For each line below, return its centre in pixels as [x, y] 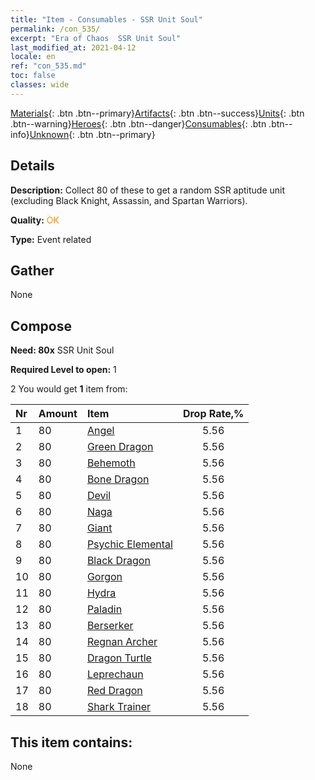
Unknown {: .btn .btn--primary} [92, 134]
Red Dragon [114, 691]
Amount [58, 414]
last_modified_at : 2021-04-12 [73, 47]
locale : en [33, 57]
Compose [41, 326]
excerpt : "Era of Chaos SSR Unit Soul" [96, 38]
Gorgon [104, 577]
